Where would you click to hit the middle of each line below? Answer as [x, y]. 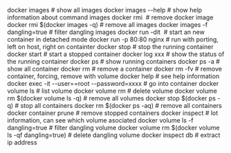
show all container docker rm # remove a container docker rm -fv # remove [115, 69]
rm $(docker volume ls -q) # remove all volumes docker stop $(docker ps [112, 98]
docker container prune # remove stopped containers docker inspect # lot [113, 113]
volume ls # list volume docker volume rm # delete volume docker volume [112, 91]
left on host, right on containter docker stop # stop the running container [110, 47]
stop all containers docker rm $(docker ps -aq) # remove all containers [121, 106]
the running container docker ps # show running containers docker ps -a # [113, 61]
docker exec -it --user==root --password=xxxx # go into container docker [113, 83]
